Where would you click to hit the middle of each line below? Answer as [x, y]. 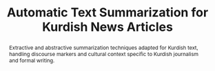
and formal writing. [32, 60]
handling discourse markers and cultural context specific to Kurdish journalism [103, 54]
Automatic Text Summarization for [107, 13]
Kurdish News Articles [107, 27]
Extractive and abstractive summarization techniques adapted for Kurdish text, [103, 47]
